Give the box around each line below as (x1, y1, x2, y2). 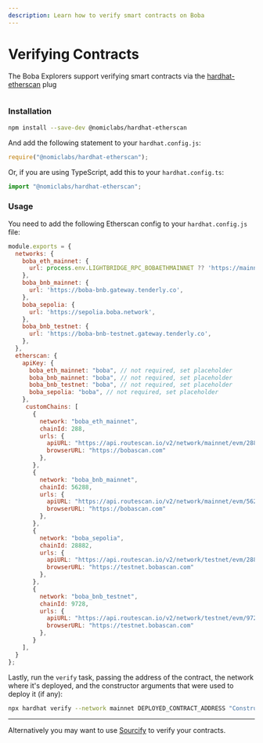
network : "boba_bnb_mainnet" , (39, 475, 139, 483)
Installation (8, 106, 52, 117)
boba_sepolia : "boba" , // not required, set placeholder (28, 388, 219, 396)
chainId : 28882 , (39, 541, 92, 549)
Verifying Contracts (8, 45, 139, 63)
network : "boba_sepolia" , (39, 534, 124, 542)
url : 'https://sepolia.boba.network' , (28, 308, 156, 316)
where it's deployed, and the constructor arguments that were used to (8, 680, 234, 690)
